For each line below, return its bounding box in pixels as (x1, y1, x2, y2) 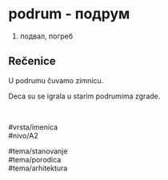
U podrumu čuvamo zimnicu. (8, 75, 104, 85)
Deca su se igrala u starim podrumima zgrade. (8, 91, 161, 101)
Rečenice (8, 54, 56, 68)
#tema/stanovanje (8, 146, 68, 156)
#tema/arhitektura (8, 163, 68, 173)
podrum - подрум (8, 5, 130, 23)
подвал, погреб (19, 31, 74, 41)
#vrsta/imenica (8, 122, 58, 132)
